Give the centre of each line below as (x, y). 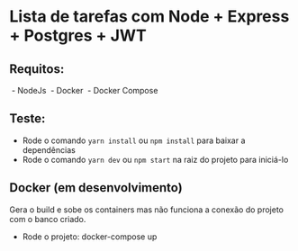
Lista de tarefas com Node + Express (149, 17)
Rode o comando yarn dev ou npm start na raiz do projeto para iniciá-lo (155, 159)
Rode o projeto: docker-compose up (90, 237)
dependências (49, 149)
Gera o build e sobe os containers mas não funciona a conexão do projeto (146, 210)
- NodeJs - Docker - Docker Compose (85, 90)
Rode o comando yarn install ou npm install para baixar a (134, 140)
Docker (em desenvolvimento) (96, 188)
